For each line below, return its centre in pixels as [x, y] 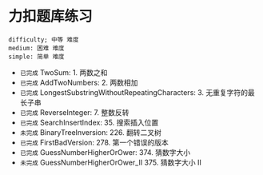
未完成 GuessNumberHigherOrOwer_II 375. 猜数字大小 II [110, 162]
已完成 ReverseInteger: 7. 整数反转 [74, 112]
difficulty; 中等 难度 [44, 40]
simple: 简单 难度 [36, 57]
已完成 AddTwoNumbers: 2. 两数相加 [79, 82]
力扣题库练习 [51, 16]
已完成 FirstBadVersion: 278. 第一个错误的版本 [94, 142]
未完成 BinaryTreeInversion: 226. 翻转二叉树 [91, 132]
